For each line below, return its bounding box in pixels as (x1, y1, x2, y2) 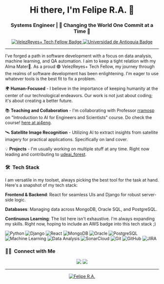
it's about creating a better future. (5, 98, 73, 104)
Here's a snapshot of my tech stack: (5, 182, 78, 188)
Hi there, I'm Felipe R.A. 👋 (29, 4, 135, 16)
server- (141, 191, 157, 197)
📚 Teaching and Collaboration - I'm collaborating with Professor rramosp (5, 107, 155, 114)
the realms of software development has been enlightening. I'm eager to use (5, 71, 159, 77)
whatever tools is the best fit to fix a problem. (5, 76, 96, 82)
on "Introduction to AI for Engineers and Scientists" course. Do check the (5, 115, 152, 121)
